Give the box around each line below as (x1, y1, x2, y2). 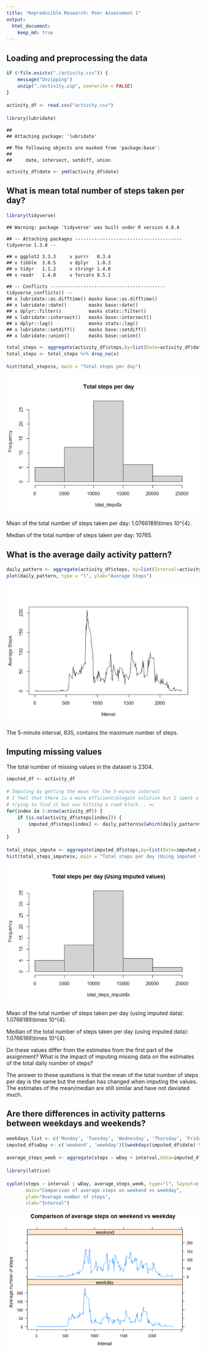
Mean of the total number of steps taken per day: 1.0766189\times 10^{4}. (6, 519, 192, 527)
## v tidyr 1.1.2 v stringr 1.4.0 (6, 266, 112, 272)
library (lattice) (6, 1168, 51, 1174)
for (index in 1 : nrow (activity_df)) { (6, 808, 103, 814)
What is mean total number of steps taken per (6, 186, 185, 196)
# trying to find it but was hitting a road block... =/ (6, 802, 155, 808)
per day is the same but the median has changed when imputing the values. (6, 1078, 198, 1085)
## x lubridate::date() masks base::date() (6, 302, 139, 308)
